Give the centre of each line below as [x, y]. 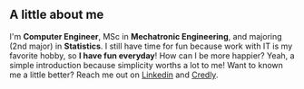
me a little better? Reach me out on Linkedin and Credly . [114, 75]
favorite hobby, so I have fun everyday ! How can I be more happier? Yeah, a [152, 55]
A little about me [57, 15]
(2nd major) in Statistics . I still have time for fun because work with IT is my [151, 46]
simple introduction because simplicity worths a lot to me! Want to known [147, 65]
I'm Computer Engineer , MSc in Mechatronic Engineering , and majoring [146, 36]
